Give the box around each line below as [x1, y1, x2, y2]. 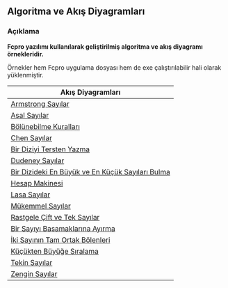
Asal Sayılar [10, 110, 49, 120]
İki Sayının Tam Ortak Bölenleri [10, 235, 111, 245]
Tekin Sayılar [10, 257, 53, 267]
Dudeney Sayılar [10, 156, 65, 165]
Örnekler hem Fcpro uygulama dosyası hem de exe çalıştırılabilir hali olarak [7, 63, 222, 72]
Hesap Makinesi [10, 178, 63, 188]
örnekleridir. [7, 50, 44, 58]
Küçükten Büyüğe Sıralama [10, 246, 99, 256]
